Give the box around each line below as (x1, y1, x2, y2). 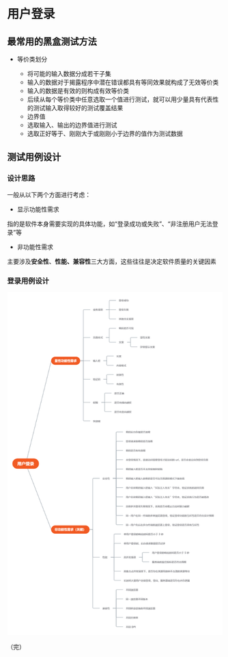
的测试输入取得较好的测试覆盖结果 (27, 104, 124, 112)
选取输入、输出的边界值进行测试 (27, 121, 117, 129)
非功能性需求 (16, 242, 53, 250)
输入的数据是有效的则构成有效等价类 (27, 87, 130, 94)
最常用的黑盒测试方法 (7, 36, 97, 47)
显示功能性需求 (16, 205, 59, 213)
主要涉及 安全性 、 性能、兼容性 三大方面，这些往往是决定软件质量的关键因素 (7, 257, 216, 266)
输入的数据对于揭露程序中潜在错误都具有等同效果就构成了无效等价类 (27, 78, 219, 86)
